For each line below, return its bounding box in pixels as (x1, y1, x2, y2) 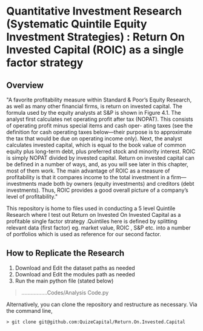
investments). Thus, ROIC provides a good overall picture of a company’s (6, 186, 189, 194)
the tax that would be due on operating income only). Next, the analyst (6, 135, 182, 142)
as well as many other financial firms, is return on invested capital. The (6, 103, 183, 110)
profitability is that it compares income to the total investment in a (6, 174, 170, 180)
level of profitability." (6, 193, 58, 200)
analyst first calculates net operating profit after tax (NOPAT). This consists (6, 115, 193, 123)
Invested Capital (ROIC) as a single (6, 43, 184, 57)
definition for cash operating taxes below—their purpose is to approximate (6, 129, 192, 135)
